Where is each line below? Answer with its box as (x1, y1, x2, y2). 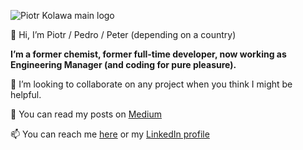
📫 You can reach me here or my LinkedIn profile (10, 128, 210, 140)
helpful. (10, 89, 42, 100)
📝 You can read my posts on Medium (10, 108, 162, 120)
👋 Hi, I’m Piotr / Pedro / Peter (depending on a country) (10, 29, 237, 40)
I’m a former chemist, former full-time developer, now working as (10, 48, 287, 60)
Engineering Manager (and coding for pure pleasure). (10, 59, 237, 70)
